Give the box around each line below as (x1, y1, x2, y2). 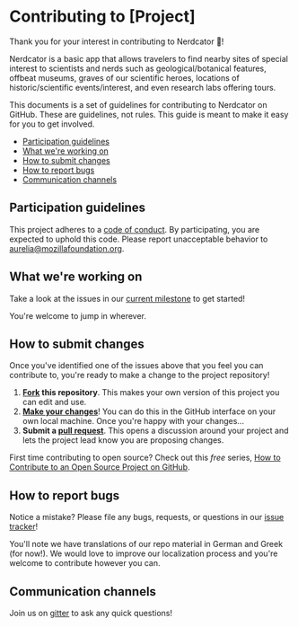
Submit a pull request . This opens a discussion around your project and (22, 425, 289, 437)
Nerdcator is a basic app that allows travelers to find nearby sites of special (9, 53, 289, 64)
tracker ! (9, 521, 39, 532)
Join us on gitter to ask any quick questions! (9, 608, 173, 618)
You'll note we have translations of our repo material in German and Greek (9, 539, 284, 550)
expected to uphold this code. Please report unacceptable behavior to (9, 234, 268, 244)
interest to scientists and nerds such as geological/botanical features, (9, 63, 267, 74)
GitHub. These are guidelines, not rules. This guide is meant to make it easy (9, 109, 289, 119)
